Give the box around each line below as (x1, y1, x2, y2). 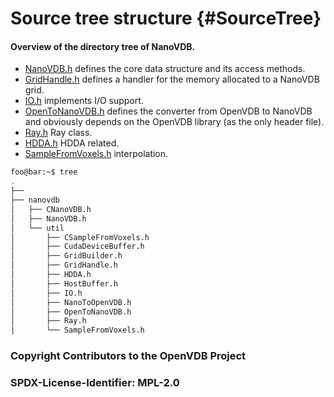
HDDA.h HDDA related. (24, 137, 120, 149)
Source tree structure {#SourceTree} (10, 7, 322, 30)
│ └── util (10, 223, 65, 233)
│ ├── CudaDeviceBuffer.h (10, 242, 145, 252)
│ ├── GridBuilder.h (10, 251, 123, 261)
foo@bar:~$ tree (10, 167, 78, 177)
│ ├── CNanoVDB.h (10, 204, 92, 214)
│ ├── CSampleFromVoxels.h (10, 232, 150, 242)
